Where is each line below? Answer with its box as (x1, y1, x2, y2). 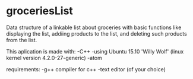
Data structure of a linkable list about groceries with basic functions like (6, 24, 182, 31)
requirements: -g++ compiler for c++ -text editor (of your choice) (6, 65, 166, 72)
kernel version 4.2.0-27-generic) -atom (6, 54, 102, 61)
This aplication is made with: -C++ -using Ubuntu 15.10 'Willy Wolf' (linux (6, 48, 184, 55)
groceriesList (6, 4, 73, 18)
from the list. (6, 36, 37, 43)
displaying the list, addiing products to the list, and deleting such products (6, 30, 187, 37)
